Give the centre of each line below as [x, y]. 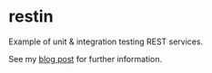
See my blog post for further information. [86, 59]
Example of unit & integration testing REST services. [106, 41]
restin [31, 17]
